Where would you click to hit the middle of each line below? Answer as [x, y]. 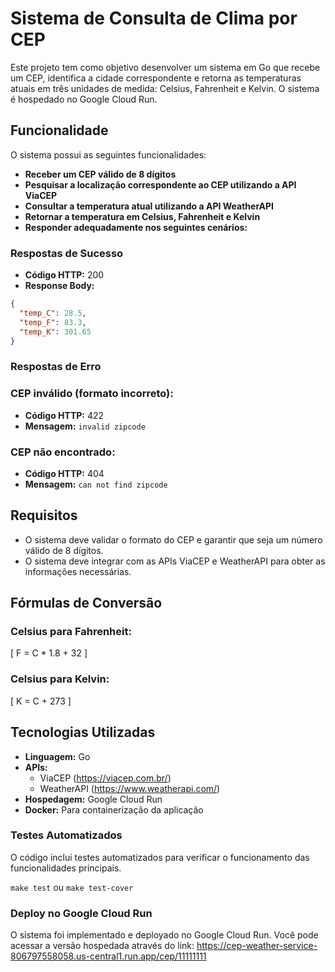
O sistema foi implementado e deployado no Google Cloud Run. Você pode [164, 935]
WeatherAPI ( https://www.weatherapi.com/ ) [130, 788]
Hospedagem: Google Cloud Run [93, 799]
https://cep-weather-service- [257, 946]
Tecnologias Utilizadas [83, 732]
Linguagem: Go [57, 756]
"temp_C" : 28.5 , [53, 313]
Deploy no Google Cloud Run [81, 913]
